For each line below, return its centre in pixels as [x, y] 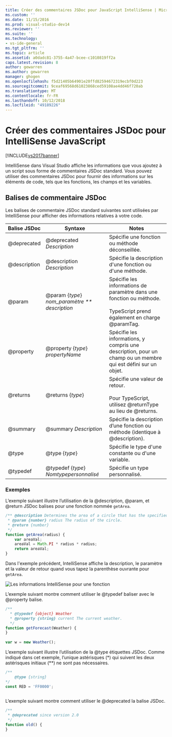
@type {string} [31, 677]
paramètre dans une [133, 292]
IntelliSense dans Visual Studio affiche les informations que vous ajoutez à [84, 166]
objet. [116, 371]
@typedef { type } [66, 468]
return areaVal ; [32, 549]
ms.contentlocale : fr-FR [32, 96]
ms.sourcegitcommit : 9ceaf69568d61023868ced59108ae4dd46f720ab [74, 86]
